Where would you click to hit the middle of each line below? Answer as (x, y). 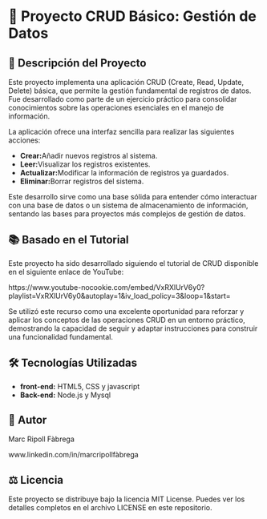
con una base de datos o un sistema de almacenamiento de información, (128, 205)
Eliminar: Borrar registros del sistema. (82, 181)
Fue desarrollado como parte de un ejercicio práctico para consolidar (123, 99)
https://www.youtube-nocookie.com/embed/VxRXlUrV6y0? (107, 287)
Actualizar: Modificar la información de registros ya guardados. (124, 173)
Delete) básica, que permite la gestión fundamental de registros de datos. (130, 91)
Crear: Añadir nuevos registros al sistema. (89, 156)
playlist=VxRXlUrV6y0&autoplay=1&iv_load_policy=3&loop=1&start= (119, 296)
